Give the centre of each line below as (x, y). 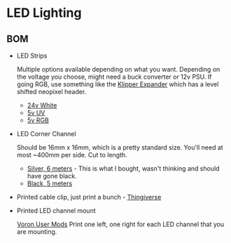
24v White (42, 105)
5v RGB (38, 120)
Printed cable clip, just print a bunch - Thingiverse (89, 197)
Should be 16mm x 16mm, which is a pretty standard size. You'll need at (120, 147)
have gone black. (52, 176)
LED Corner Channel (46, 134)
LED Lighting (44, 13)
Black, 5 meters (50, 183)
